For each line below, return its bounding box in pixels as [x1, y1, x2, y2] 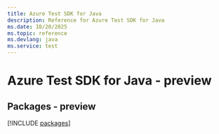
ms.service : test [7, 43, 58, 50]
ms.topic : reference [7, 29, 68, 37]
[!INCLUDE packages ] [7, 119, 71, 127]
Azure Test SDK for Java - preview [7, 73, 212, 89]
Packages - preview [7, 100, 96, 112]
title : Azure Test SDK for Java [7, 10, 102, 17]
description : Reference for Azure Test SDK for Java [7, 17, 165, 24]
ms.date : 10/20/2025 [7, 23, 68, 30]
